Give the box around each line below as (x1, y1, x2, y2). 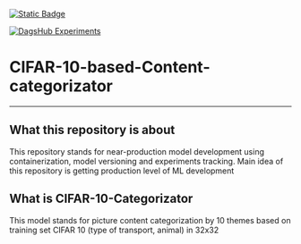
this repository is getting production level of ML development (9, 165, 235, 176)
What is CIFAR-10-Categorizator (9, 191, 193, 206)
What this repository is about (9, 122, 176, 138)
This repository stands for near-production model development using (9, 146, 264, 156)
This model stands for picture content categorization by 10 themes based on (9, 215, 291, 225)
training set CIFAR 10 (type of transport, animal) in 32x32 (9, 224, 219, 235)
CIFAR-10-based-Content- (9, 57, 211, 78)
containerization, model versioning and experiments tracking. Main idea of (9, 156, 284, 166)
